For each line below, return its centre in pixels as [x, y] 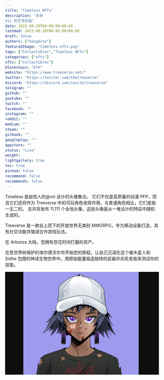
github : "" [16, 93]
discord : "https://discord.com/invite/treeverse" [57, 83]
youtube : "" [17, 98]
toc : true [15, 166]
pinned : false [20, 171]
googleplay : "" [20, 140]
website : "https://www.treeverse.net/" [46, 73]
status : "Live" [20, 150]
